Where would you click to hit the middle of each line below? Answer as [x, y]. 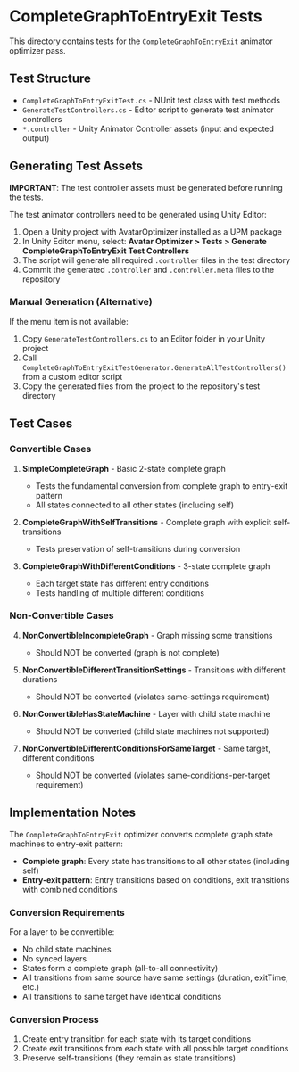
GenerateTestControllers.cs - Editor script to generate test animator [148, 110]
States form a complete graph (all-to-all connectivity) [120, 968]
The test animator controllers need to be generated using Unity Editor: [138, 214]
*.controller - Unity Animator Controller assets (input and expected [148, 128]
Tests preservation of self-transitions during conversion [138, 548]
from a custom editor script [72, 376]
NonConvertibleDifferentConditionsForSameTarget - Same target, [146, 748]
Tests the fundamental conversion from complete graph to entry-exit [162, 486]
